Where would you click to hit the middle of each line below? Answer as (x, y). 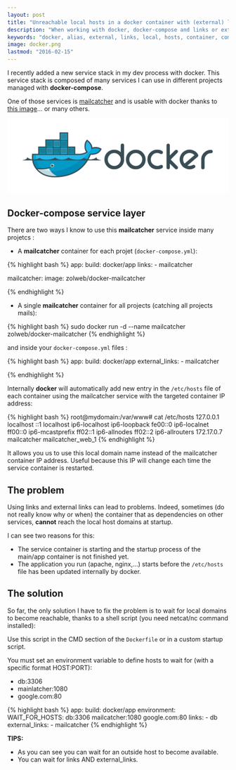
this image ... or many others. (48, 109)
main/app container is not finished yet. (73, 556)
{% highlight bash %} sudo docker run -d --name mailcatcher (97, 327)
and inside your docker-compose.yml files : (67, 348)
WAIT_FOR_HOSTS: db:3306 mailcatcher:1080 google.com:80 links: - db (112, 717)
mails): (27, 313)
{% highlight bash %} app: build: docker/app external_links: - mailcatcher (113, 361)
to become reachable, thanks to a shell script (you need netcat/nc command (118, 618)
